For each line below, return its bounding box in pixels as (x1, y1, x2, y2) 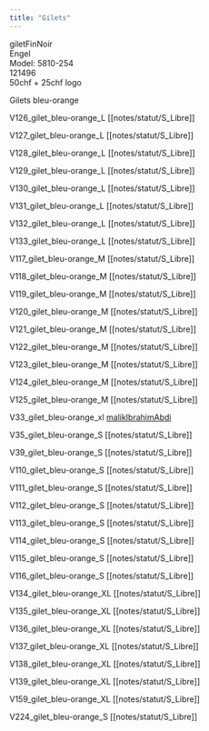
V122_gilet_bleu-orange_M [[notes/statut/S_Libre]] (9, 341, 198, 352)
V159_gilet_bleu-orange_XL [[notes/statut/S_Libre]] (9, 693, 200, 705)
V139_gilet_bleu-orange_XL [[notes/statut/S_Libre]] (9, 676, 201, 686)
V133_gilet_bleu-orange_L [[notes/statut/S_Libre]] (9, 235, 195, 246)
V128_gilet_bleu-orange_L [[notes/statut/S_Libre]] (9, 147, 195, 158)
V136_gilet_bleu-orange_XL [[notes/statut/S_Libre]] (9, 623, 201, 634)
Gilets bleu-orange (9, 95, 79, 105)
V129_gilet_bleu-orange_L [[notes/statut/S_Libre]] (9, 165, 195, 175)
